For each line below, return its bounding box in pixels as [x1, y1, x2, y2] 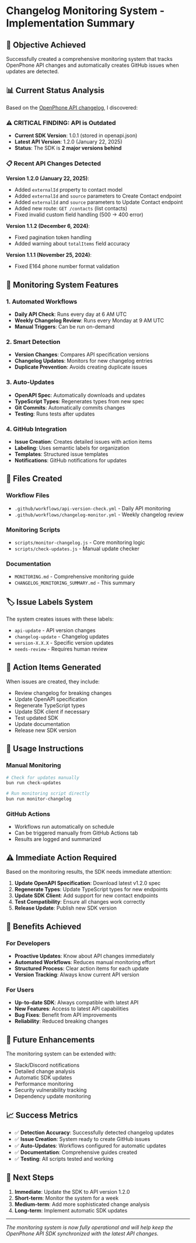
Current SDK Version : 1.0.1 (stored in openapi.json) [14, 132, 138, 139]
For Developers [6, 939, 51, 947]
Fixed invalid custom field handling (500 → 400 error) [14, 211, 144, 218]
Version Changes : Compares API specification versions [14, 351, 149, 358]
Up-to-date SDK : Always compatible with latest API [14, 999, 139, 1006]
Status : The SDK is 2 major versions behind [14, 145, 122, 152]
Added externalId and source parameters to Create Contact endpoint [14, 192, 182, 200]
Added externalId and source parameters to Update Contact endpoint [14, 199, 183, 206]
